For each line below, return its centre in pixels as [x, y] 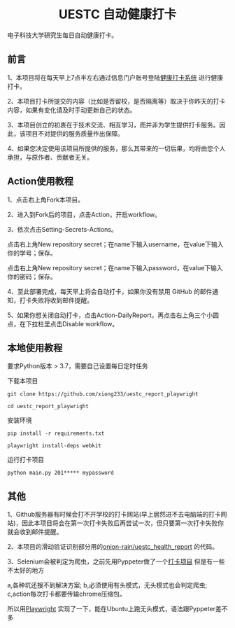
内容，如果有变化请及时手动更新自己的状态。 [72, 110]
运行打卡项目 [26, 460]
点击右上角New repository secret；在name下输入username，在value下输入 [115, 244]
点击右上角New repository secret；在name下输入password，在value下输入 [115, 267]
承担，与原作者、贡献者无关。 [50, 157]
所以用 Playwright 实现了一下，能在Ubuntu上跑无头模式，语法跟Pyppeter [111, 609]
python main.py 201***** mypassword [60, 473]
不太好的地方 [26, 571]
